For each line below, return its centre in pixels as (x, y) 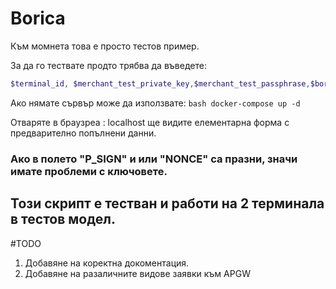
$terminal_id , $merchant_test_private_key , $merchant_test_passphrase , (160, 83)
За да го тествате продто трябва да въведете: (108, 65)
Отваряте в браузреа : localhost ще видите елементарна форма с (150, 122)
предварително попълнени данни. (83, 133)
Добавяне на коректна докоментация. (107, 263)
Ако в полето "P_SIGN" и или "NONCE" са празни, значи (154, 159)
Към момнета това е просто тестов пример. (105, 46)
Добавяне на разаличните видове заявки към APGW (137, 273)
